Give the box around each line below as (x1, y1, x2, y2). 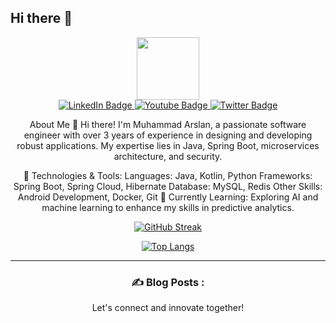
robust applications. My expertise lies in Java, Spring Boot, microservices (16, 139, 320, 151)
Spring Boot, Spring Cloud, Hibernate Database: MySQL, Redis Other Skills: (13, 180, 323, 192)
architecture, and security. (113, 150, 223, 162)
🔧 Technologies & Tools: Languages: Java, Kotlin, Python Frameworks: (23, 169, 313, 181)
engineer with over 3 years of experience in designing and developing (23, 129, 313, 141)
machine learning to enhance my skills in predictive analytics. (41, 201, 295, 213)
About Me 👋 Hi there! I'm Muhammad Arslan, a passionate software (29, 118, 307, 130)
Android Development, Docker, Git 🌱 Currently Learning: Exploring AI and (17, 191, 319, 203)
